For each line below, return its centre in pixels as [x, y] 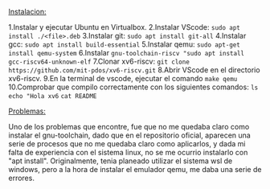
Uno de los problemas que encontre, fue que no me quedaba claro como [129, 127]
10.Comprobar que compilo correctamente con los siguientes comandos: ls [133, 87]
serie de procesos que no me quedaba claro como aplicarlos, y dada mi [127, 144]
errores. [21, 178]
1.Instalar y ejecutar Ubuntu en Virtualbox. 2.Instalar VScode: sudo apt [125, 27]
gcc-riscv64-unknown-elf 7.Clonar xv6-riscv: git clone [99, 61]
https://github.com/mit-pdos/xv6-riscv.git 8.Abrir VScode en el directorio [134, 70]
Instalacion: [27, 12]
